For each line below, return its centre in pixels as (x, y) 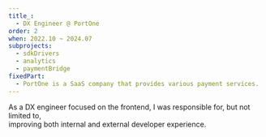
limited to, (25, 115)
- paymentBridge (43, 69)
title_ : (21, 16)
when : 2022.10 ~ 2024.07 (50, 39)
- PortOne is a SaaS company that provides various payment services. (137, 83)
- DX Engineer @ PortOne (58, 24)
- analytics (36, 62)
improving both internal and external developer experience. (107, 124)
